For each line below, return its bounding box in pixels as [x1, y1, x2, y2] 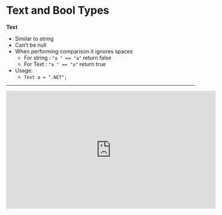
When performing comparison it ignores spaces [14, 47, 133, 54]
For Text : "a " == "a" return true [23, 60, 106, 68]
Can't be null [14, 41, 47, 49]
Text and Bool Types [6, 4, 110, 17]
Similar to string [14, 35, 54, 42]
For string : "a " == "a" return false [23, 54, 112, 61]
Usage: [14, 66, 33, 74]
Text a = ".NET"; [23, 74, 68, 80]
